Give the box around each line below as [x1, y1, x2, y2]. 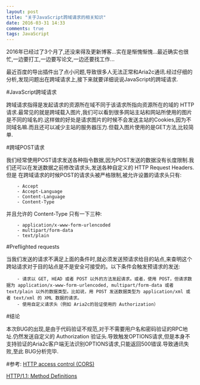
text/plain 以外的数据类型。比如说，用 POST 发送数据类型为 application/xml [6, 289, 184, 295]
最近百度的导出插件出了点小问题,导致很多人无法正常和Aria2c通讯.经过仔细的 [6, 68, 193, 75]
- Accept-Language [17, 189, 63, 195]
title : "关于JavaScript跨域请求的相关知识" [6, 14, 106, 20]
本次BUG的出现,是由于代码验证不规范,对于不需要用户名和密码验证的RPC [6, 325, 183, 332]
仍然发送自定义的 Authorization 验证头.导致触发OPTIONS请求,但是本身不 [13, 333, 190, 340]
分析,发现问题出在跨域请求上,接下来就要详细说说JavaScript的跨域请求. [6, 76, 179, 83]
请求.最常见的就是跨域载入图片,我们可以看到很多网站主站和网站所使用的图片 [6, 109, 193, 116]
